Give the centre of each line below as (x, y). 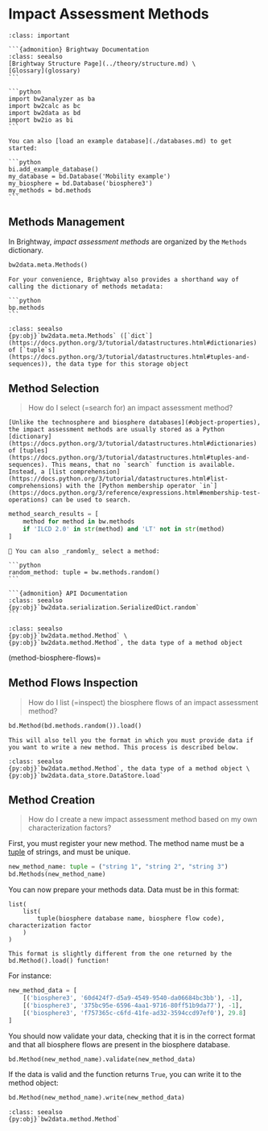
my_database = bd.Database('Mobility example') (90, 176)
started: (23, 148)
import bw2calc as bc (45, 105)
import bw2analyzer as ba (52, 99)
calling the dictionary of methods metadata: (86, 287)
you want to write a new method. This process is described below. (124, 747)
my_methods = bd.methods (50, 190)
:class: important (39, 35)
